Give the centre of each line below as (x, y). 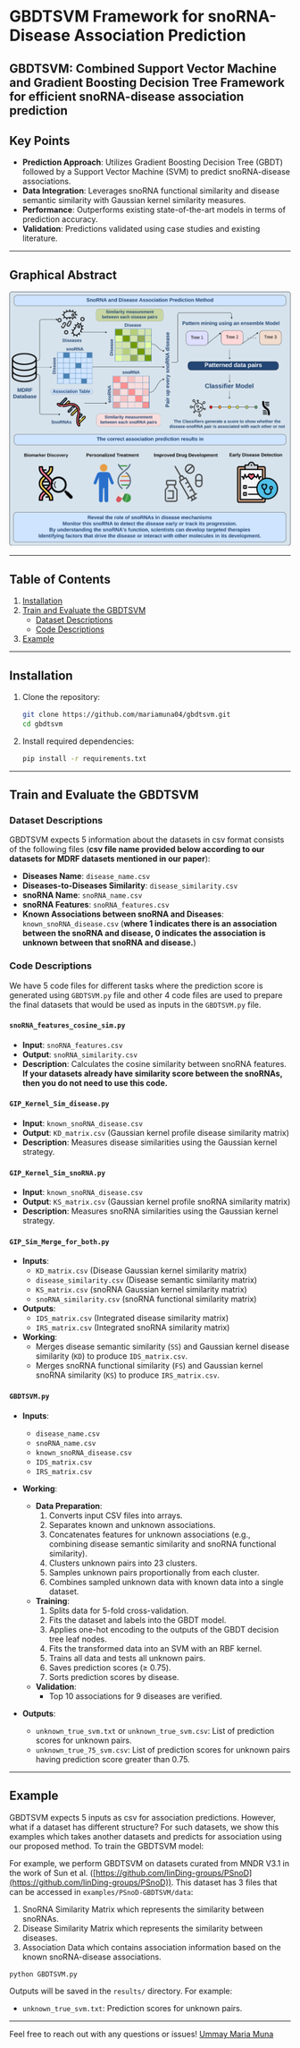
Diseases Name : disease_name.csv (86, 876)
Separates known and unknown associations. (132, 1524)
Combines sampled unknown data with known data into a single (166, 1582)
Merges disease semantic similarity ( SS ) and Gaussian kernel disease (162, 1347)
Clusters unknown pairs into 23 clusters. (123, 1563)
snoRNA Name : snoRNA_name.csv (82, 895)
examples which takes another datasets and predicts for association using (146, 1836)
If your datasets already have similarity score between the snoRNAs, (152, 1073)
